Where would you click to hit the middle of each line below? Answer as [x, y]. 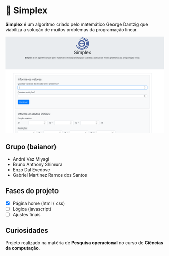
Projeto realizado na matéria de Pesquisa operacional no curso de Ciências [84, 243]
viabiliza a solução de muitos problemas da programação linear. [71, 29]
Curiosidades [27, 231]
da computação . [23, 248]
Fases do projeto [32, 191]
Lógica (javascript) [32, 209]
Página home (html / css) [39, 203]
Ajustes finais [26, 214]
